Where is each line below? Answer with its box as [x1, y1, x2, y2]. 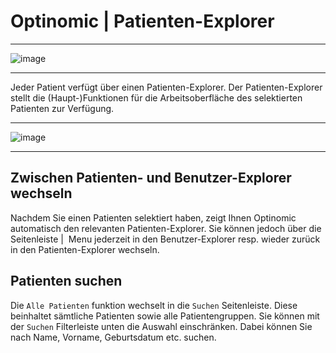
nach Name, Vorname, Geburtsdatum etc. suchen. [10, 331, 217, 343]
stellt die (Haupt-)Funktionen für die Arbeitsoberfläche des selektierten [10, 91, 303, 104]
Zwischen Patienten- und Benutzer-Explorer [10, 170, 292, 187]
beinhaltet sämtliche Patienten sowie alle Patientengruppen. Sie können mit [10, 310, 320, 322]
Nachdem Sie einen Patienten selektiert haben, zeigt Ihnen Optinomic [10, 211, 297, 224]
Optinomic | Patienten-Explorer [10, 10, 275, 33]
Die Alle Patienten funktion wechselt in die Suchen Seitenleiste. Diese [10, 299, 298, 311]
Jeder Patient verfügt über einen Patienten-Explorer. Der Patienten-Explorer [10, 81, 323, 93]
